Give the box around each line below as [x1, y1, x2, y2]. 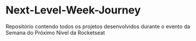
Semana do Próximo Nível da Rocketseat [5, 29, 105, 36]
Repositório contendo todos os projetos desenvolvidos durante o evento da [5, 23, 191, 30]
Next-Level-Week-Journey [5, 4, 141, 17]
